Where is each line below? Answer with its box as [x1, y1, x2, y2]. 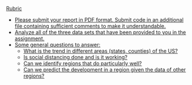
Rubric [6, 5, 22, 12]
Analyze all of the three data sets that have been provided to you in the [14, 29, 186, 36]
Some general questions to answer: [14, 41, 101, 48]
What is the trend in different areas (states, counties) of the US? [23, 47, 178, 55]
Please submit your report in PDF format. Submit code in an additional [14, 16, 184, 23]
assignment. [14, 35, 45, 42]
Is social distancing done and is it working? [23, 54, 128, 60]
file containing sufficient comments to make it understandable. [14, 23, 166, 29]
